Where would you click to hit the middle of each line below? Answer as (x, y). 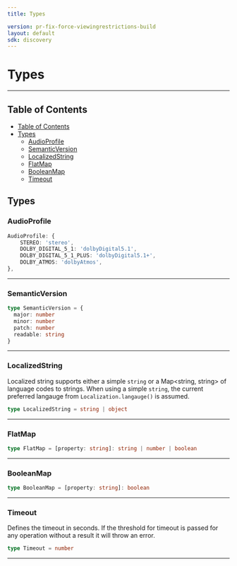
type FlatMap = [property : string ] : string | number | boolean (102, 448)
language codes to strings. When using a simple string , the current (105, 389)
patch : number (34, 328)
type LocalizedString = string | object (68, 409)
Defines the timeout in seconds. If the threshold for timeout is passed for (113, 528)
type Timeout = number (41, 548)
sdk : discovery (30, 40)
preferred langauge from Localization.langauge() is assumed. (98, 396)
